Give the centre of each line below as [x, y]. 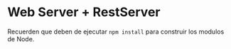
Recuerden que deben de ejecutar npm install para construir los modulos [116, 31]
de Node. [21, 38]
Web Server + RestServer [84, 12]
